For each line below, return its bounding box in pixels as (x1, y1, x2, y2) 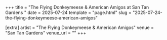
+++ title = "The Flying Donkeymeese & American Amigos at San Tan (5, 4, 149, 10)
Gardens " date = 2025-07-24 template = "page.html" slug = (5, 9, 132, 15)
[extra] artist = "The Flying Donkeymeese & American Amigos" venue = (5, 24, 154, 30)
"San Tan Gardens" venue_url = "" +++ (5, 30, 87, 35)
